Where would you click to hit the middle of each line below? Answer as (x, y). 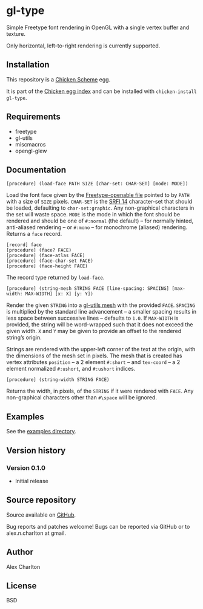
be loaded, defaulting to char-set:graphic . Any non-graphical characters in (100, 208)
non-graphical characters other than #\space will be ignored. (82, 397)
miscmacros (30, 144)
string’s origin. (24, 337)
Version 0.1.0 (26, 467)
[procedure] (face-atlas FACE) (46, 256)
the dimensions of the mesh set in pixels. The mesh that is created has (95, 356)
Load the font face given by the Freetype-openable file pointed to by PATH (98, 195)
